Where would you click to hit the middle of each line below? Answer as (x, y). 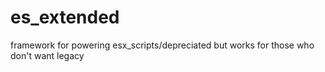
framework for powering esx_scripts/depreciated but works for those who (162, 45)
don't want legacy (47, 55)
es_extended (65, 17)
